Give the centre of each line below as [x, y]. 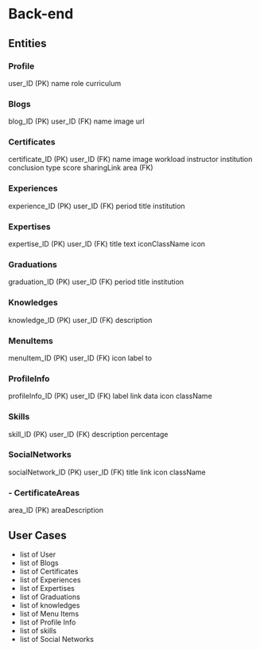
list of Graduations [50, 597]
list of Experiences [50, 580]
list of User [38, 554]
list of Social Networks [56, 639]
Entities [27, 43]
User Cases [37, 535]
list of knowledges [50, 605]
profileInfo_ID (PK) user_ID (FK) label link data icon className [110, 396]
